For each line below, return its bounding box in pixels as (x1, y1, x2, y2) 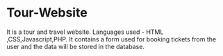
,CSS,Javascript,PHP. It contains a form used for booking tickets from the (6, 35, 217, 43)
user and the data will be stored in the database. (6, 42, 145, 50)
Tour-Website (6, 5, 88, 21)
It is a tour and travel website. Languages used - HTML (6, 28, 164, 36)
